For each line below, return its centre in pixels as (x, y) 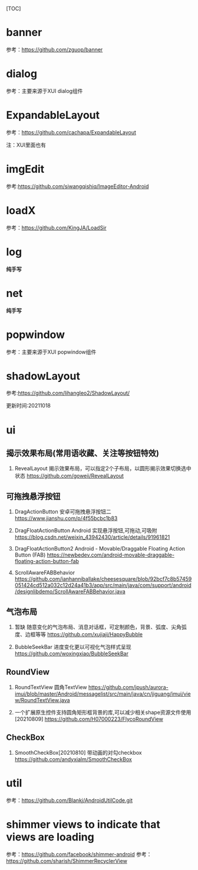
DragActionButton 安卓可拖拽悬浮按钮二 (63, 512)
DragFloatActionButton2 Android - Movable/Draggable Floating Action (100, 549)
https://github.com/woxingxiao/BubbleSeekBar (71, 654)
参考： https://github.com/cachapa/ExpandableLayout (71, 132)
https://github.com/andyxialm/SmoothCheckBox (73, 759)
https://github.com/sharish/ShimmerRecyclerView (67, 861)
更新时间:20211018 (29, 406)
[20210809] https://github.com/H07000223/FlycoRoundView (89, 719)
